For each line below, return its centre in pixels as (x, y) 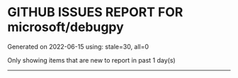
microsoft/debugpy (66, 27)
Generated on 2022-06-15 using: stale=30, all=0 (78, 46)
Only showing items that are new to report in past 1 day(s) (91, 60)
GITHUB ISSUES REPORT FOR (95, 12)
